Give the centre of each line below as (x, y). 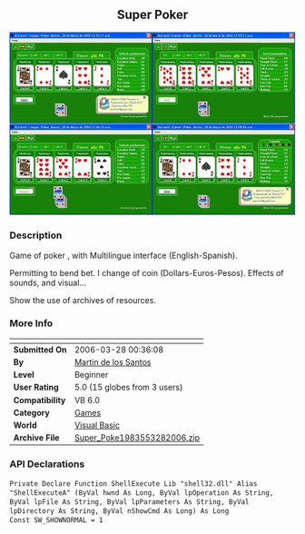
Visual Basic (97, 425)
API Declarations (47, 464)
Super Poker (152, 15)
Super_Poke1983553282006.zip (137, 438)
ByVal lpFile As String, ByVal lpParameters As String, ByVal (129, 502)
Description (36, 235)
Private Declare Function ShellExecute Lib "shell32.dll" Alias (133, 484)
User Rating (36, 387)
